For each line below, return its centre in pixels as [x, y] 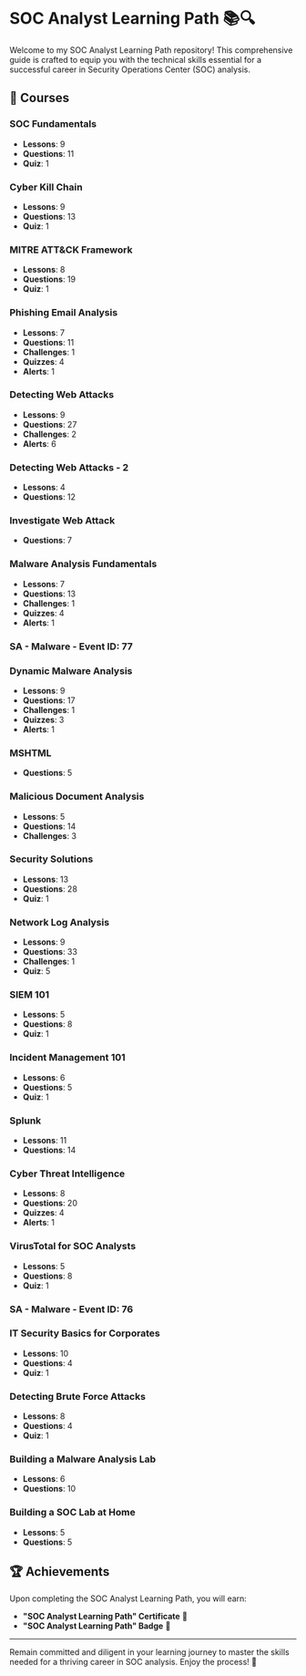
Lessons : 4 [44, 487]
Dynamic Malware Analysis [71, 670]
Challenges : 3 [50, 835]
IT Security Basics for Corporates [85, 1333]
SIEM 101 [30, 995]
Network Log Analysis [60, 922]
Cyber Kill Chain [46, 187]
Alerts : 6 [39, 443]
